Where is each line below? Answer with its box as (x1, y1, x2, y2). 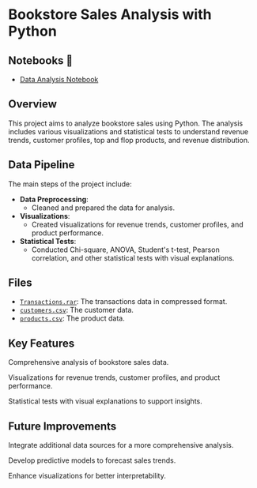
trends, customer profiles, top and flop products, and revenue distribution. (8, 135, 250, 145)
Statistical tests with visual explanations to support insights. (8, 396, 203, 406)
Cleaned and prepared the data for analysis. (31, 203, 176, 212)
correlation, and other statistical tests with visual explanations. (31, 253, 235, 262)
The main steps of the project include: (8, 179, 132, 189)
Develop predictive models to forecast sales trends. (8, 456, 176, 465)
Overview (8, 97, 58, 111)
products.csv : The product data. (19, 313, 125, 323)
